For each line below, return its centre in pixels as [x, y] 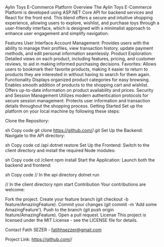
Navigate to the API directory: [35, 136]
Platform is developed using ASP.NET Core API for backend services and [79, 12]
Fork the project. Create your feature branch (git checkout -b [67, 199]
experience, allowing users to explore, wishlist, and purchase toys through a [82, 23]
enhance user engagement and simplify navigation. [57, 33]
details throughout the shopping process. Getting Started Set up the [74, 106]
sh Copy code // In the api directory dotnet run [52, 175]
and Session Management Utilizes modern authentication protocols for [77, 95]
